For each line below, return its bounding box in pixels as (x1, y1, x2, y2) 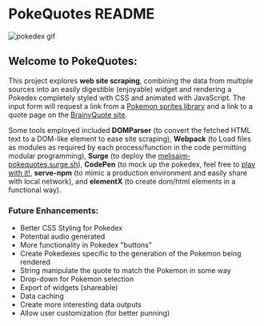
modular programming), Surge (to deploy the (8, 151, 157, 160)
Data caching (19, 292, 64, 301)
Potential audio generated (19, 231, 106, 241)
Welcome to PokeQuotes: (8, 54, 138, 68)
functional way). (8, 185, 62, 195)
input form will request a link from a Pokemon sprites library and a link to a (8, 101, 254, 111)
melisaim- (158, 151, 190, 160)
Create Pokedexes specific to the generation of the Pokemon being (19, 249, 242, 259)
